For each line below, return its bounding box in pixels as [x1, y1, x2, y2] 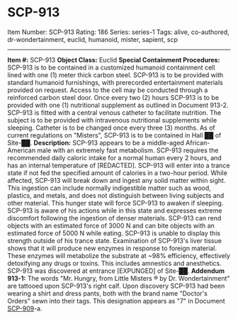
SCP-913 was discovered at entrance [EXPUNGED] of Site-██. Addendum [7, 267, 225, 275]
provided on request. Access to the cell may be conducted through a [7, 86, 208, 94]
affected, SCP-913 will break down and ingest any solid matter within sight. [7, 176, 226, 184]
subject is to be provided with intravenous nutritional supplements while [7, 116, 217, 124]
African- [185, 138, 210, 147]
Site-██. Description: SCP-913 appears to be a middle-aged [7, 138, 184, 147]
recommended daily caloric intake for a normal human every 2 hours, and [7, 153, 222, 162]
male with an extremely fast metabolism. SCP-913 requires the [37, 146, 219, 155]
